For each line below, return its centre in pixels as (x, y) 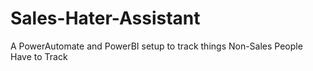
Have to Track (39, 56)
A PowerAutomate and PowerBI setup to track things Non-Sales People (156, 46)
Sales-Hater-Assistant (105, 18)
